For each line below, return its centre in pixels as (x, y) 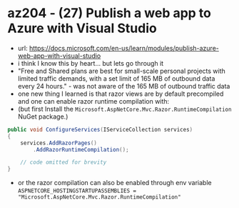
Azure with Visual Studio (82, 28)
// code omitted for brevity (63, 162)
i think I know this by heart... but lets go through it (91, 63)
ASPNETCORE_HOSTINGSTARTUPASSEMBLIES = (77, 191)
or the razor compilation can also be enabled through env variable (115, 183)
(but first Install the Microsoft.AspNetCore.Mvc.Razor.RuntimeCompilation (124, 109)
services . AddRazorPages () (59, 143)
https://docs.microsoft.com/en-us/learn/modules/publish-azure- (124, 48)
